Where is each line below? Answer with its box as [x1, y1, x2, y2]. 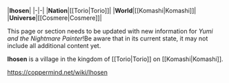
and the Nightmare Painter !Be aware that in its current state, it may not [7, 34, 208, 43]
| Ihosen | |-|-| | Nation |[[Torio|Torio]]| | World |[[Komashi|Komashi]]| [7, 7, 197, 14]
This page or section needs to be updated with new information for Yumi [7, 27, 213, 35]
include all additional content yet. [7, 42, 101, 49]
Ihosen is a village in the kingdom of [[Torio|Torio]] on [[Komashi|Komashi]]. [7, 55, 223, 63]
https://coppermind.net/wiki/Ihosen [7, 69, 108, 76]
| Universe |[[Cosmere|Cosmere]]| [7, 14, 102, 22]
